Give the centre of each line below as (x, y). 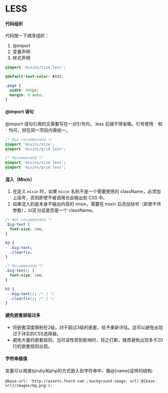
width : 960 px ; (24, 90)
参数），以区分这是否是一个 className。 (54, 210)
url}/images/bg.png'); (29, 385)
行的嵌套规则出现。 (32, 346)
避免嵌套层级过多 (23, 315)
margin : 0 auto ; (27, 95)
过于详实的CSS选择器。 (37, 333)
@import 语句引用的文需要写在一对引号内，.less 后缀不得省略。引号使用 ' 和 (84, 124)
